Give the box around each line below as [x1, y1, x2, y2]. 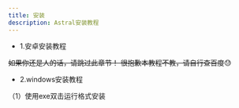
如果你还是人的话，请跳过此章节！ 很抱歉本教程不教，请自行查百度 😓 [8, 58, 232, 67]
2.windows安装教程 [19, 74, 84, 84]
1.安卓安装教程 [19, 41, 67, 51]
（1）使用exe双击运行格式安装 [8, 91, 106, 100]
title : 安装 [8, 11, 45, 20]
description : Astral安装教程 [8, 19, 99, 27]
